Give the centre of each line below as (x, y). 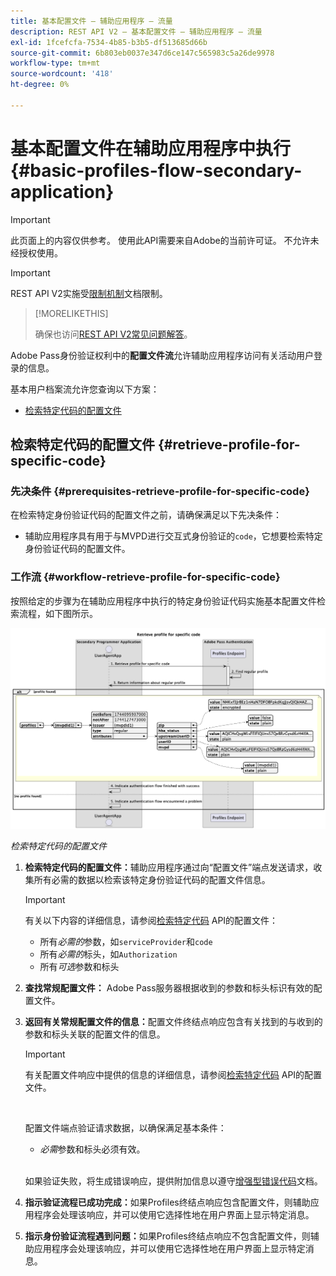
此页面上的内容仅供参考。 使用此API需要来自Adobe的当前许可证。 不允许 (160, 240)
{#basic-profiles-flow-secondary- (156, 170)
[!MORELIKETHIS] (71, 313)
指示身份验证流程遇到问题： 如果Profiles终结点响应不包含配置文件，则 (167, 1236)
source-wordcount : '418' (62, 74)
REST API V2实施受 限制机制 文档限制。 (89, 293)
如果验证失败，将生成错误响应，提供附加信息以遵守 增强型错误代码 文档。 (173, 1181)
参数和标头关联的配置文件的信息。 (95, 1034)
